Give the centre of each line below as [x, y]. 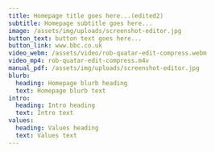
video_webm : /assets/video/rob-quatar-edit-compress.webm [107, 53]
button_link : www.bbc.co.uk [56, 46]
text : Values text [47, 135]
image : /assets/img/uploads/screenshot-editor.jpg [95, 31]
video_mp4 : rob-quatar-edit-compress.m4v [79, 61]
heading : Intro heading [55, 105]
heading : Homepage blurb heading [72, 83]
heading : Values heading [57, 128]
